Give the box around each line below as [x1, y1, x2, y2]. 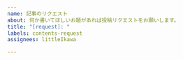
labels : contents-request [7, 29, 82, 37]
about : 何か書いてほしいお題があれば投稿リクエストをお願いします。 [7, 17, 180, 24]
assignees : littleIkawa [7, 36, 77, 43]
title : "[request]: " [7, 23, 71, 30]
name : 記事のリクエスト [7, 10, 68, 17]
